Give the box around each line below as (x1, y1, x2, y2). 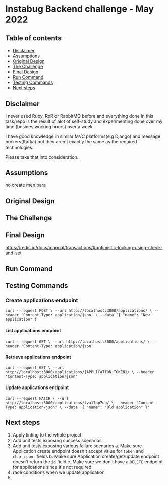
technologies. (5, 144, 34, 150)
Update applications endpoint (5, 384, 69, 391)
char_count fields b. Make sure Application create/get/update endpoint (12, 453, 160, 459)
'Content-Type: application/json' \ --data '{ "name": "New (21, 313, 150, 318)
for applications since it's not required (12, 464, 92, 470)
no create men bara (5, 182, 46, 188)
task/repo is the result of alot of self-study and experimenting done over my (5, 118, 163, 124)
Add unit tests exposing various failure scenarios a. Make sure (12, 443, 142, 449)
